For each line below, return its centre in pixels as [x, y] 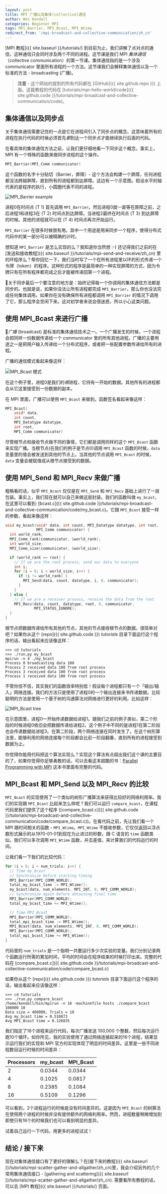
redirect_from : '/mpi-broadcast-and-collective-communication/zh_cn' [79, 33]
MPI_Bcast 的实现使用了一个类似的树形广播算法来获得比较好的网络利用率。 [81, 797]
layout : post [19, 10]
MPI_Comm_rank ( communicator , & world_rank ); [55, 539]
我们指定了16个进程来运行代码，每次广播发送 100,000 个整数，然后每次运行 [82, 1031]
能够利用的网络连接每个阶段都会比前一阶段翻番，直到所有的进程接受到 [90, 738]
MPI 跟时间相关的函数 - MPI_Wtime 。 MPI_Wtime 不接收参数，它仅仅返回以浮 [81, 827]
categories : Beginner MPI [32, 24]
